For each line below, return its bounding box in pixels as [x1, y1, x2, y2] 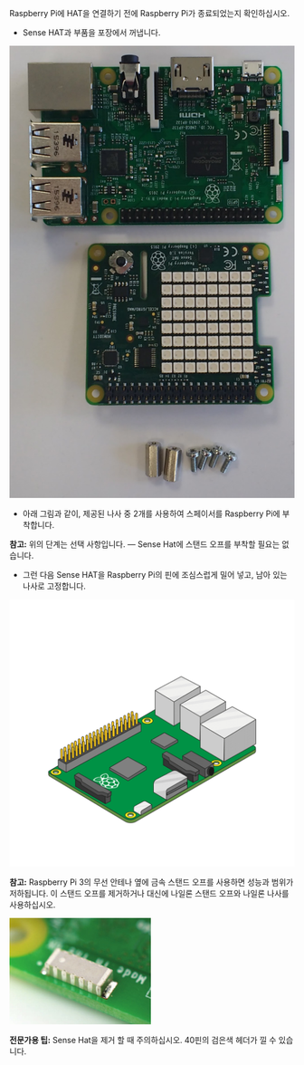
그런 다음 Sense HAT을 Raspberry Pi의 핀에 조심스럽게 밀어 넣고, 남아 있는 [22, 569, 288, 580]
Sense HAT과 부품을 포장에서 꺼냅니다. [22, 27, 161, 38]
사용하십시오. [9, 899, 56, 910]
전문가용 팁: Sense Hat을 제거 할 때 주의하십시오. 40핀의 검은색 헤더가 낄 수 [9, 1035, 277, 1046]
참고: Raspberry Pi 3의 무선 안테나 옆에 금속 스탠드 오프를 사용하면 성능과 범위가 [9, 877, 294, 887]
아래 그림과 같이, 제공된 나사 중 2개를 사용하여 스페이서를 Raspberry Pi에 [22, 508, 280, 519]
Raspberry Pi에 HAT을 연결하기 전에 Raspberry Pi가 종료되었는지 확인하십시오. [9, 8, 290, 18]
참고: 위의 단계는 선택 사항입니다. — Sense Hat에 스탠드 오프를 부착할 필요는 [9, 538, 280, 550]
